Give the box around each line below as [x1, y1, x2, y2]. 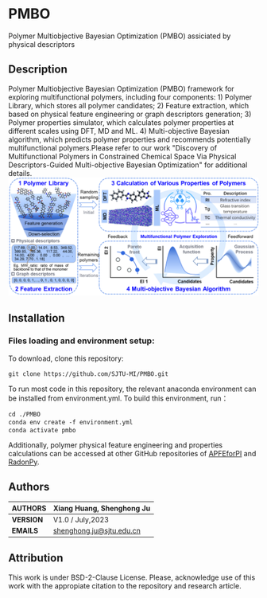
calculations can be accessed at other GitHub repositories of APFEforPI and [8, 448, 257, 458]
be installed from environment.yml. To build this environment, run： [8, 393, 229, 403]
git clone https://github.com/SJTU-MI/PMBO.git [8, 369, 169, 378]
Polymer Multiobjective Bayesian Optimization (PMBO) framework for [8, 84, 234, 93]
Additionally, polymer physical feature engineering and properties [8, 440, 223, 450]
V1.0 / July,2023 [52, 515, 110, 525]
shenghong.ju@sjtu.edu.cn [52, 526, 141, 536]
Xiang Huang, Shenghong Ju [52, 503, 151, 513]
